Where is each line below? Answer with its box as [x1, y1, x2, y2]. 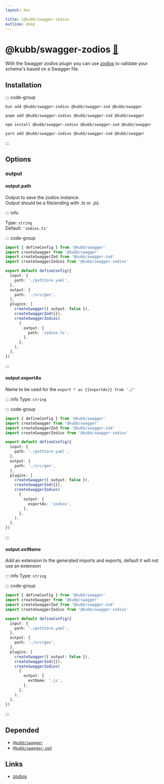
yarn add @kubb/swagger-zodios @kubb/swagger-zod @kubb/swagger [5, 131, 145, 136]
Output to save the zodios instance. [5, 194, 80, 200]
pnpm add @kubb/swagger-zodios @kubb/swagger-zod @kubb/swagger [5, 113, 145, 118]
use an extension [5, 563, 41, 569]
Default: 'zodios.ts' [5, 225, 48, 231]
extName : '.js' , [28, 678, 63, 683]
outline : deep [5, 21, 36, 27]
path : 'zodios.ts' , [28, 330, 70, 335]
